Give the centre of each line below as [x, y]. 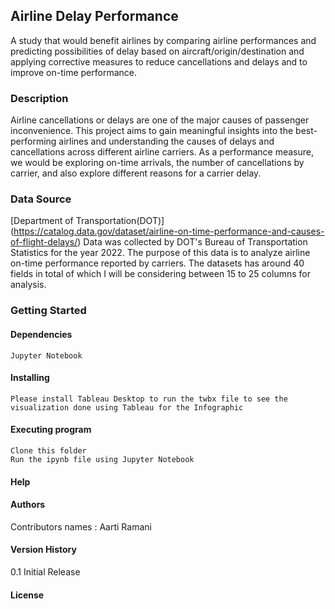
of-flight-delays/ [44, 242]
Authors [28, 505]
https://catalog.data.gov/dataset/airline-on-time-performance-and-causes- [169, 231]
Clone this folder [48, 450]
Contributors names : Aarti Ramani [81, 526]
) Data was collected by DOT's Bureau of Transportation [192, 242]
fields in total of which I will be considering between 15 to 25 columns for [160, 274]
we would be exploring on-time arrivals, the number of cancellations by [157, 163]
